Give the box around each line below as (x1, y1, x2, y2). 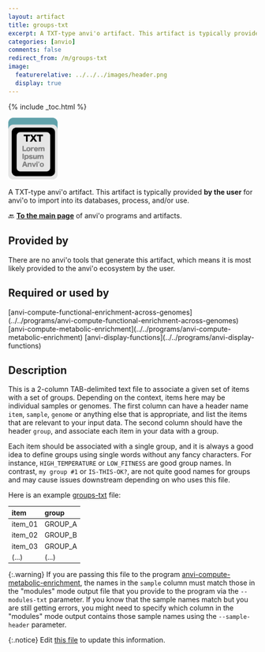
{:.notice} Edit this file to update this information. (8, 635, 166, 645)
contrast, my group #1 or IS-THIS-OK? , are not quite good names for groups (8, 467, 251, 476)
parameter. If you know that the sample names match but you (48, 595, 248, 605)
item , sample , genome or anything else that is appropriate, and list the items (8, 410, 248, 419)
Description (8, 363, 67, 377)
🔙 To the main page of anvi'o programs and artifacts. (8, 211, 183, 220)
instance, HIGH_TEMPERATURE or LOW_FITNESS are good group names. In (8, 458, 232, 468)
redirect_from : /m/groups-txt (8, 54, 108, 62)
